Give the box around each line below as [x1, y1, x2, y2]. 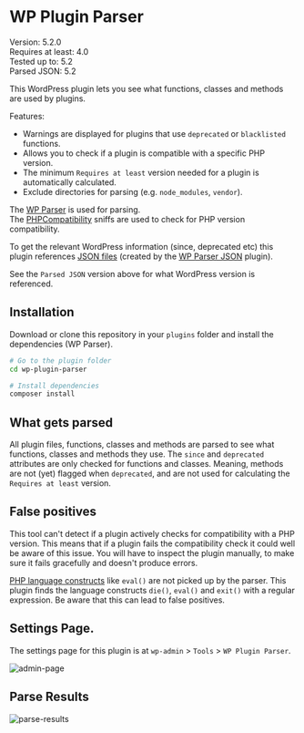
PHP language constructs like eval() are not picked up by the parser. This [9, 574, 287, 585]
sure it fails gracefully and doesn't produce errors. [9, 557, 198, 568]
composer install [9, 389, 76, 398]
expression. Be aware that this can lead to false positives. [9, 594, 226, 605]
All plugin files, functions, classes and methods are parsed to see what [9, 439, 275, 450]
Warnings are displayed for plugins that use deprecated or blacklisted [22, 128, 287, 139]
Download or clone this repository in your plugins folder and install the [9, 328, 275, 339]
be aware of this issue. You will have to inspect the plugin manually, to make [9, 547, 295, 558]
